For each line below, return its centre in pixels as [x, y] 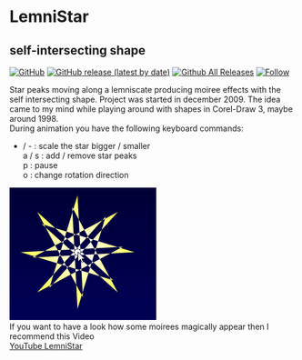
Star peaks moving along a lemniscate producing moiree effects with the [146, 90]
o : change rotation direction [75, 175]
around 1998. [34, 119]
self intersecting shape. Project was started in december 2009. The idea [145, 99]
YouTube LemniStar [46, 346]
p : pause [40, 165]
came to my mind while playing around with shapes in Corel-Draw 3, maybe [151, 109]
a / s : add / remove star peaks [80, 155]
